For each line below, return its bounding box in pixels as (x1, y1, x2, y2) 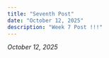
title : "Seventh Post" (7, 10, 74, 18)
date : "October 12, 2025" (7, 17, 84, 24)
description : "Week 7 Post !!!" (7, 23, 103, 30)
